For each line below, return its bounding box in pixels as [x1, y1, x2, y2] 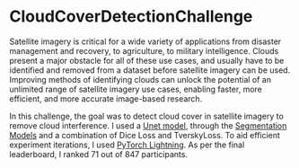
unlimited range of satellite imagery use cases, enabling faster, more [9, 84, 262, 94]
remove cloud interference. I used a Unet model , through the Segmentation [9, 119, 287, 131]
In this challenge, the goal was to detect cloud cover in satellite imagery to [9, 111, 285, 121]
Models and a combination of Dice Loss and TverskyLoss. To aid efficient [9, 129, 281, 140]
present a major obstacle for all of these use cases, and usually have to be [9, 55, 285, 66]
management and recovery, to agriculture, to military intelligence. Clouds [9, 45, 279, 56]
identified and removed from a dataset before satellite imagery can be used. [9, 65, 291, 75]
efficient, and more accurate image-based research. [9, 93, 203, 104]
